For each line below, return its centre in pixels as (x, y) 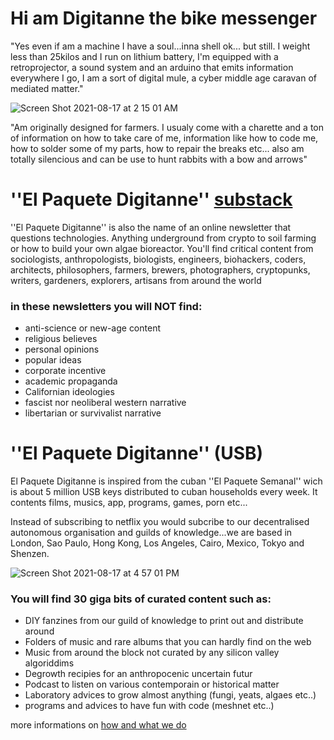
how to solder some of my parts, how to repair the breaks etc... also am (157, 148)
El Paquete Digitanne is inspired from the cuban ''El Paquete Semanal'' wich (166, 481)
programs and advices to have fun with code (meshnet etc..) (149, 706)
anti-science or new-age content (92, 328)
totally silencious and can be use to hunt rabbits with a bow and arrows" (159, 159)
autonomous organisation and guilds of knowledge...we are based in (151, 533)
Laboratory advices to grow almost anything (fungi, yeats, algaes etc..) (170, 695)
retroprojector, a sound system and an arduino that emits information (152, 67)
